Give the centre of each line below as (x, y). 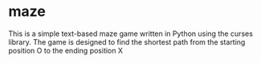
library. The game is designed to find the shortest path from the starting (127, 41)
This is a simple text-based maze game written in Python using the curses (130, 33)
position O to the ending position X (65, 50)
